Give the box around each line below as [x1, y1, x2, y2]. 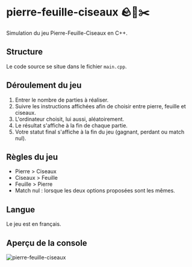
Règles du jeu [6, 152, 58, 162]
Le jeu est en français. [6, 221, 61, 228]
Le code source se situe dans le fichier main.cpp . [6, 63, 127, 70]
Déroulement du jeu [6, 80, 82, 91]
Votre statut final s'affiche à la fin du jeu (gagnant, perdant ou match [14, 128, 185, 135]
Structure [6, 47, 43, 57]
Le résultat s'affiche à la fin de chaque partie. [14, 121, 128, 129]
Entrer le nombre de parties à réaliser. [14, 96, 109, 103]
